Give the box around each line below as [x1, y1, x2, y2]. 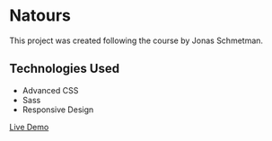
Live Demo [9, 121, 49, 132]
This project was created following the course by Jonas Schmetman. [9, 35, 263, 46]
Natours [9, 5, 72, 26]
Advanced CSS [22, 84, 79, 95]
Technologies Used [9, 61, 119, 76]
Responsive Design [22, 104, 94, 115]
